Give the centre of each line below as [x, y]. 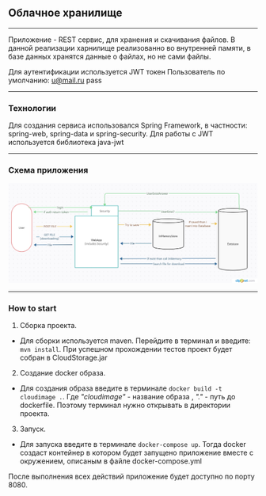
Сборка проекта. [48, 325]
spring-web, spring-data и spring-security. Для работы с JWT [111, 134]
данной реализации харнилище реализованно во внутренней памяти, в [129, 48]
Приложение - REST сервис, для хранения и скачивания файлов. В [122, 40]
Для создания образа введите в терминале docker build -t [121, 388]
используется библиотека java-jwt [66, 143]
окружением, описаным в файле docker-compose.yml [111, 461]
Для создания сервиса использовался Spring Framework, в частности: [128, 125]
